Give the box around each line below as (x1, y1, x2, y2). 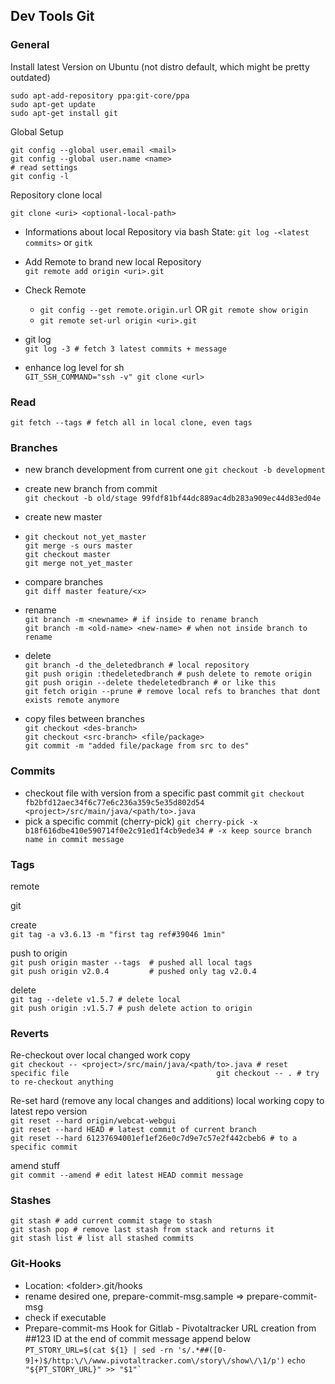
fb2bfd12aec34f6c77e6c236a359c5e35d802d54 (24, 797, 205, 808)
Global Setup (10, 125, 64, 138)
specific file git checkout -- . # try (10, 1069, 320, 1079)
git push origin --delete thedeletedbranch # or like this (24, 678, 277, 688)
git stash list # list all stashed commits (10, 1234, 195, 1244)
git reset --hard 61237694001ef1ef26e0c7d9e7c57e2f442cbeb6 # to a (10, 1134, 298, 1144)
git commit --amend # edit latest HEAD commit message (10, 1170, 244, 1181)
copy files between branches (24, 713, 145, 725)
